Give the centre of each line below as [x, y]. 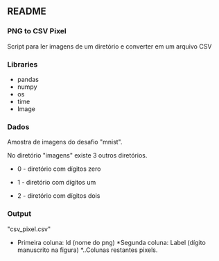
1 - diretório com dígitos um [56, 183]
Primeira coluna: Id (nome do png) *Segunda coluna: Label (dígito [111, 242]
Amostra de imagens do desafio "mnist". [65, 142]
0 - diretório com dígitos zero [59, 169]
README [27, 11]
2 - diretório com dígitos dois [59, 196]
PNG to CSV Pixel [37, 31]
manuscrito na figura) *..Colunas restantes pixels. [87, 250]
